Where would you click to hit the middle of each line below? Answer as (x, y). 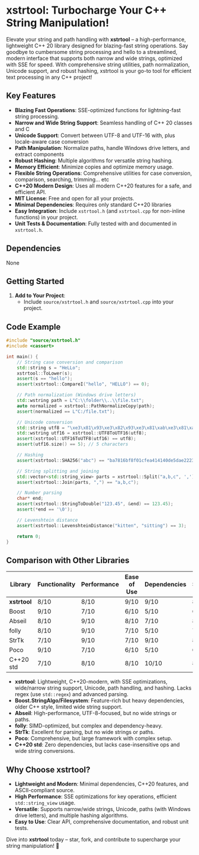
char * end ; (30, 499)
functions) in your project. (46, 217)
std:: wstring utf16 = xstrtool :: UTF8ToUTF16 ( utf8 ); (82, 433)
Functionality (57, 585)
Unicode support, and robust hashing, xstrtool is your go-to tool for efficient (99, 71)
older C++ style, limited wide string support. (68, 707)
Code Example (33, 327)
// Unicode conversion (45, 422)
